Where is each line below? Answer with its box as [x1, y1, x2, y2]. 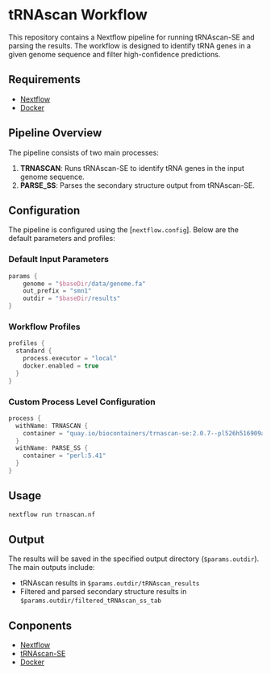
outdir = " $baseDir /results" [23, 294, 121, 303]
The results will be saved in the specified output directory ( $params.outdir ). [8, 554, 260, 564]
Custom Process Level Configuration [8, 396, 156, 407]
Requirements [8, 73, 81, 86]
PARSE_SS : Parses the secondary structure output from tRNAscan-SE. [19, 180, 256, 190]
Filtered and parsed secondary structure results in [19, 587, 187, 597]
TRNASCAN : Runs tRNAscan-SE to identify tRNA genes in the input [19, 163, 244, 173]
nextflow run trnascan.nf [8, 510, 95, 518]
